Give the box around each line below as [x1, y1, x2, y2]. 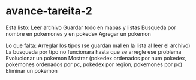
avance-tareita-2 [5, 4, 92, 18]
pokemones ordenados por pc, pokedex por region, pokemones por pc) [5, 61, 183, 68]
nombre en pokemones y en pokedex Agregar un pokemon [5, 30, 151, 37]
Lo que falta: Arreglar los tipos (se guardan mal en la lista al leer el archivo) [5, 42, 191, 49]
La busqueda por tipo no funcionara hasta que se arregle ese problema [5, 48, 182, 55]
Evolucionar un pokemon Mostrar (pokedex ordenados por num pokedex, [5, 54, 187, 61]
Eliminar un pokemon [5, 67, 58, 74]
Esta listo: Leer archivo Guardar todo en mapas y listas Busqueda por [5, 24, 176, 31]
